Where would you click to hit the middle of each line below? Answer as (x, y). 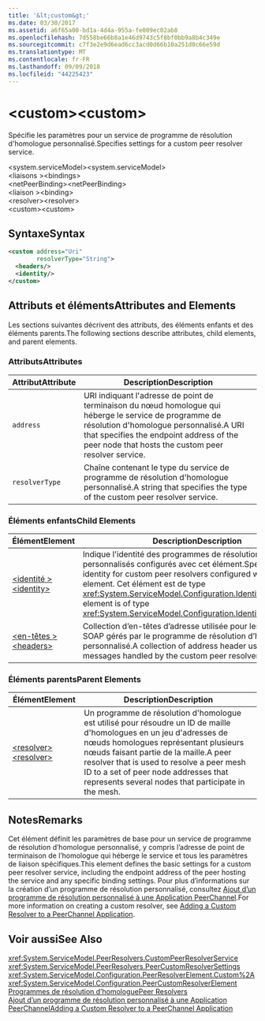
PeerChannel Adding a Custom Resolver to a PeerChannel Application (121, 1008)
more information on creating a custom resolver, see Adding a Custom (122, 906)
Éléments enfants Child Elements (72, 520)
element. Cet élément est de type (144, 584)
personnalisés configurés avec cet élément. (163, 565)
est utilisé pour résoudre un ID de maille (157, 723)
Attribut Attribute (44, 382)
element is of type (116, 604)
